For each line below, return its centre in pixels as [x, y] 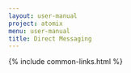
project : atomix [36, 24]
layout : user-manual [43, 16]
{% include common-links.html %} [66, 62]
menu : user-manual [39, 31]
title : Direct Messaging [50, 39]
